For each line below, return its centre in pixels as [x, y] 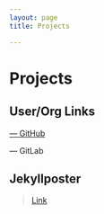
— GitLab [26, 150]
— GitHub [27, 133]
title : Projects [39, 26]
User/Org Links [52, 112]
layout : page [34, 18]
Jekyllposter [45, 178]
